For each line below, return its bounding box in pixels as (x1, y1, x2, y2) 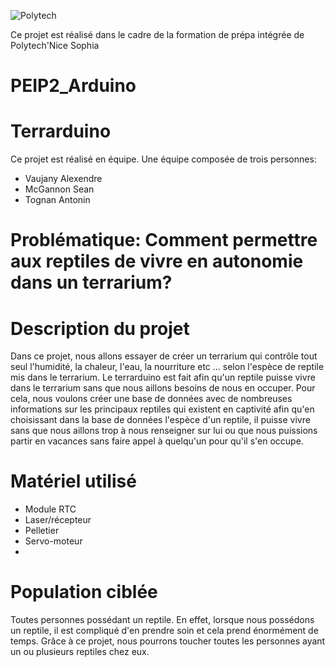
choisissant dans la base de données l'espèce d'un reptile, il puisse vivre (10, 414, 311, 426)
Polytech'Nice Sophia (10, 40, 100, 51)
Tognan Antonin (24, 194, 91, 206)
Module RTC (24, 503, 77, 515)
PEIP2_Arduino (10, 75, 137, 97)
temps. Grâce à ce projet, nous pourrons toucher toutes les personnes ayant (10, 635, 326, 647)
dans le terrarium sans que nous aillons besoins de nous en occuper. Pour (10, 382, 316, 394)
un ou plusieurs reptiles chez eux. (10, 646, 150, 658)
